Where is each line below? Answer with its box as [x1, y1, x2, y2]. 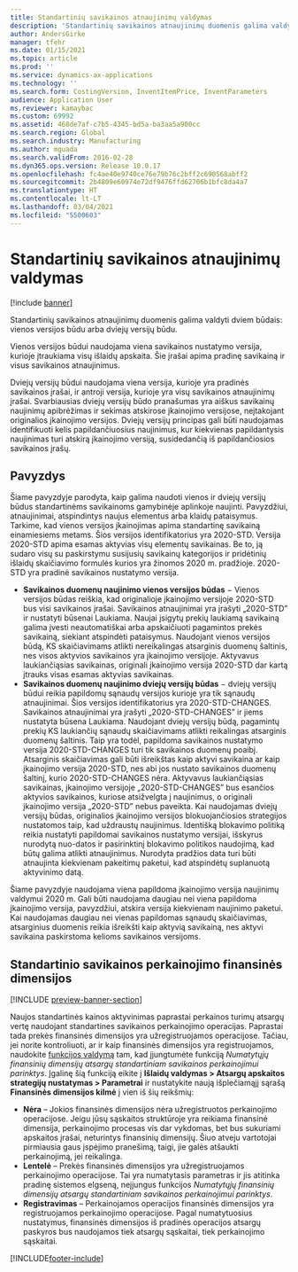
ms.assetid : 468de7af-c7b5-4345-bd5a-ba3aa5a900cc [10, 121, 201, 129]
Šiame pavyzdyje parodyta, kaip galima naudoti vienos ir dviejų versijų [10, 492, 266, 503]
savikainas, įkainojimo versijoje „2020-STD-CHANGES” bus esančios [22, 782, 275, 793]
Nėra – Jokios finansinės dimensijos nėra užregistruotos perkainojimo [22, 1104, 278, 1115]
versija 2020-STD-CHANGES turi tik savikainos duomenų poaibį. [22, 745, 259, 755]
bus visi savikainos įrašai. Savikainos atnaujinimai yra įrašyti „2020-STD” [22, 604, 288, 614]
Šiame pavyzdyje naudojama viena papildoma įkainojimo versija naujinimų [10, 884, 279, 895]
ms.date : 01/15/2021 [10, 46, 87, 55]
